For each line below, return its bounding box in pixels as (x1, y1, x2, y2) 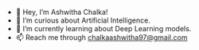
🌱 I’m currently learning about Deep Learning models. (15, 24, 192, 33)
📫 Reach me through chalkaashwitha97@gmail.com (15, 33, 188, 42)
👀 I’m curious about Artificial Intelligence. (15, 16, 151, 25)
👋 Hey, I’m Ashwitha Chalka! (15, 8, 108, 16)
